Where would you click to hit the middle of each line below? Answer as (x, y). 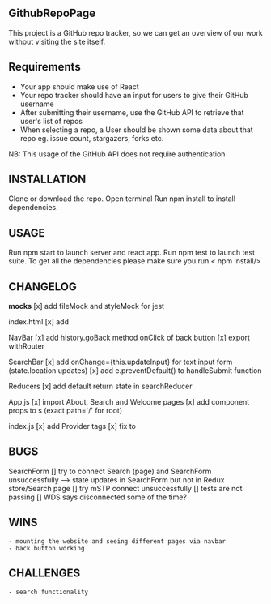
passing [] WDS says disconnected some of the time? (98, 497)
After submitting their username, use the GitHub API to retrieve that (132, 112)
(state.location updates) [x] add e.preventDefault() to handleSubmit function (135, 371)
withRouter (27, 346)
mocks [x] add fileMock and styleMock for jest (86, 306)
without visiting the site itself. (57, 41)
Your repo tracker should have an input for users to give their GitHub (134, 95)
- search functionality (49, 592)
